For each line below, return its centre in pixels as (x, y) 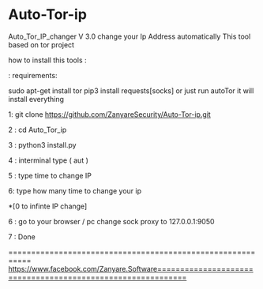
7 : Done (22, 236)
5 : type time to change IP (50, 175)
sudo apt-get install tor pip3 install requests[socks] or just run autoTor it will (131, 90)
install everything (36, 99)
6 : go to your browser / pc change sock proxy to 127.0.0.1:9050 (111, 221)
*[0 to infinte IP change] (48, 206)
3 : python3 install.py (42, 144)
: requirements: (33, 75)
